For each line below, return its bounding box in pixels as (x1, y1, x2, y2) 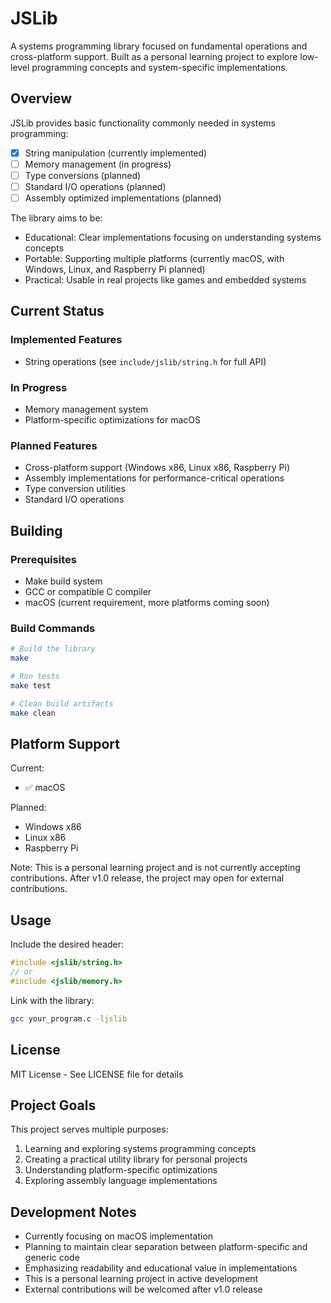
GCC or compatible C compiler (24, 586, 152, 598)
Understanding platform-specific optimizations (24, 1164, 218, 1176)
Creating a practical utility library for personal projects (24, 1153, 248, 1166)
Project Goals (10, 1097, 97, 1114)
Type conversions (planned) (24, 169, 142, 181)
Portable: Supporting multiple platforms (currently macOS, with (24, 253, 285, 265)
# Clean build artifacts (10, 698, 114, 709)
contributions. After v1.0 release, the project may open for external (10, 872, 285, 884)
